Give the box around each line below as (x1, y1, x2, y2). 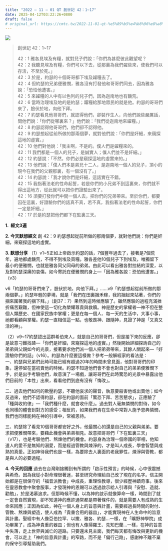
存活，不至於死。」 (17, 68, 55, 74)
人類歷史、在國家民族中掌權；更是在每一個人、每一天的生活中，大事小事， (9, 310, 163, 316)
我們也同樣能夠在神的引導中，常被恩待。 (5, 413, 88, 419)
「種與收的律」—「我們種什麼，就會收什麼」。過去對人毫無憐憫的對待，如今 (5, 400, 161, 406)
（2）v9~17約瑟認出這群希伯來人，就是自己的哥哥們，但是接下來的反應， (5, 333, 156, 340)
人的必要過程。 (13, 455, 45, 461)
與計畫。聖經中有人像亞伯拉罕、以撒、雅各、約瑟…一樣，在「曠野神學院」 (5, 515, 158, 521)
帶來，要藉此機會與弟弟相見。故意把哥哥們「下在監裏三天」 (26, 430, 150, 436)
